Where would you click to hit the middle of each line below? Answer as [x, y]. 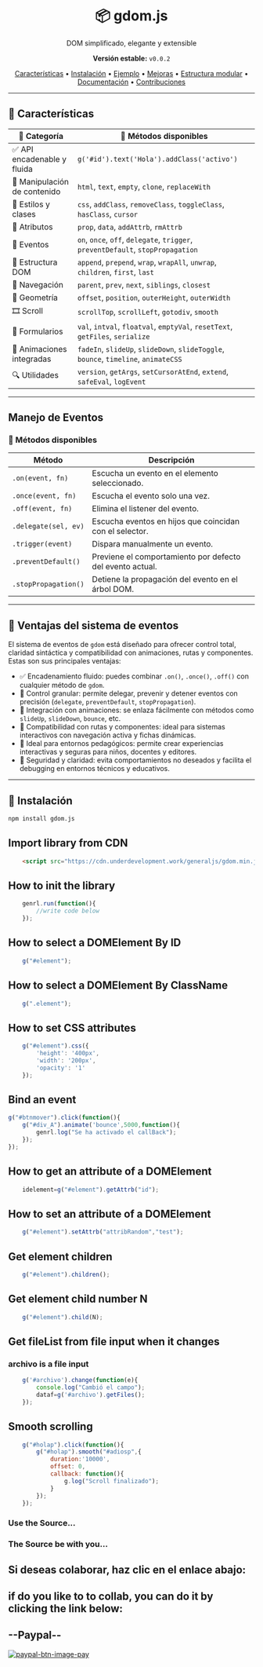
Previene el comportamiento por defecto [166, 557]
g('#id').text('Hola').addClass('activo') [157, 159]
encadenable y [39, 159]
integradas [32, 359]
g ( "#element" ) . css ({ [56, 1046]
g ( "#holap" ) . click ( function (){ [73, 1445]
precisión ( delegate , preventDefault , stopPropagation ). [108, 702]
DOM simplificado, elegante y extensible [131, 43]
